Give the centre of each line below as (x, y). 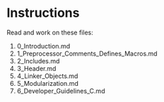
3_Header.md (36, 68)
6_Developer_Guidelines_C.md (61, 91)
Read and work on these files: (50, 32)
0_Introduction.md (43, 46)
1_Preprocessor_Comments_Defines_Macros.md (87, 53)
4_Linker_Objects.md (47, 76)
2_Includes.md (38, 60)
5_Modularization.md (47, 83)
